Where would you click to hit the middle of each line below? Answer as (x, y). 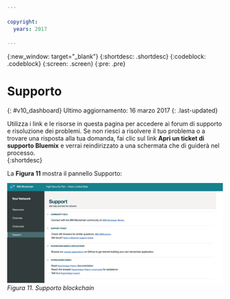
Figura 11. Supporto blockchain (51, 287)
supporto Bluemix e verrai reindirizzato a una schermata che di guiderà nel (114, 146)
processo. (21, 153)
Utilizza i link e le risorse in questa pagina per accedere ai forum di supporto (115, 124)
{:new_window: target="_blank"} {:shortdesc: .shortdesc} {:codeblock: (107, 57)
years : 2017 (30, 29)
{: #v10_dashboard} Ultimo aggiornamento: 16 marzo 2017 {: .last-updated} (113, 110)
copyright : (23, 22)
